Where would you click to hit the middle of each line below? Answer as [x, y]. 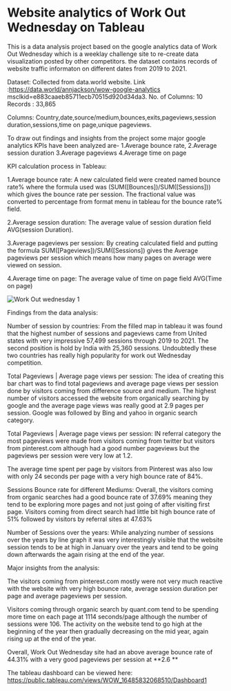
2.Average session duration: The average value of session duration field [109, 222]
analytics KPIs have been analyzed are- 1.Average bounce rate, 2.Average [112, 145]
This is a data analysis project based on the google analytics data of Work [112, 46]
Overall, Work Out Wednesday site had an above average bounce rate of [110, 652]
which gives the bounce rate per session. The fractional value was [101, 194]
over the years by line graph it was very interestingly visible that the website [115, 540]
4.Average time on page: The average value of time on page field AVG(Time [114, 278]
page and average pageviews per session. [67, 596]
